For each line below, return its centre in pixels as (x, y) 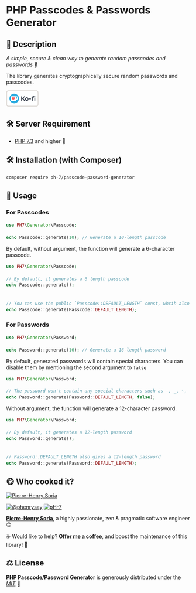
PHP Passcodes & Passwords (78, 10)
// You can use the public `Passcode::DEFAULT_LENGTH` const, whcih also (98, 304)
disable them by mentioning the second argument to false (76, 367)
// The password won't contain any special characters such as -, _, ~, (97, 391)
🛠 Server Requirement (48, 124)
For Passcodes (27, 212)
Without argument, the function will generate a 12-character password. (92, 408)
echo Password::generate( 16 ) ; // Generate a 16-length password (86, 350)
